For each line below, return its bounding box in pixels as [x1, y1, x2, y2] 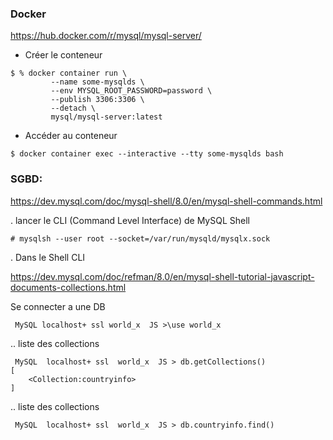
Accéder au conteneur [24, 130, 118, 142]
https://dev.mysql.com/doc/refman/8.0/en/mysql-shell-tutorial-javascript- [10, 270, 315, 282]
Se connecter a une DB [10, 300, 106, 312]
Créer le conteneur [24, 49, 103, 61]
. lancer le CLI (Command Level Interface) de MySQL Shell [10, 214, 250, 226]
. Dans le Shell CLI [10, 251, 86, 263]
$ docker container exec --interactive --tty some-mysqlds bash [10, 149, 284, 159]
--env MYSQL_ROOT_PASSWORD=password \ [50, 86, 213, 96]
